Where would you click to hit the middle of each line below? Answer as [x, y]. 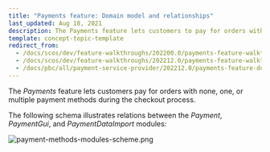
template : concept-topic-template [66, 38]
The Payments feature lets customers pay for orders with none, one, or [126, 91]
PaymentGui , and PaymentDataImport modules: [88, 123]
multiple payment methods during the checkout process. [102, 99]
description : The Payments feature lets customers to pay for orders [127, 31]
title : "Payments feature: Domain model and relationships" [111, 16]
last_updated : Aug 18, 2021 [55, 23]
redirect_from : [34, 46]
